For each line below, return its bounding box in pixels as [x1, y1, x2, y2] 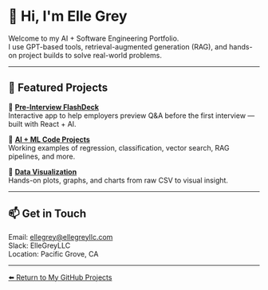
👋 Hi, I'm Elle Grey [8, 7, 128, 25]
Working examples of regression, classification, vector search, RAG [8, 143, 230, 152]
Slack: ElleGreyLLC [8, 241, 71, 250]
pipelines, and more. [8, 151, 76, 161]
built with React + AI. [8, 119, 77, 128]
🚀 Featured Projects [8, 81, 108, 95]
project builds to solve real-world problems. [18, 50, 162, 60]
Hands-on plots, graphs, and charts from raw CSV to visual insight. [8, 175, 229, 185]
